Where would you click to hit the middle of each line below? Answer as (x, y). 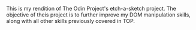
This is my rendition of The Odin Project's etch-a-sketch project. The (91, 9)
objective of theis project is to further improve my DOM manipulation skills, (98, 15)
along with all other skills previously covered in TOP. (70, 21)
